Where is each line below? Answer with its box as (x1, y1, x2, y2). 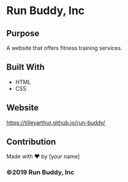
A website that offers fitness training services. (6, 44, 122, 51)
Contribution (6, 137, 56, 147)
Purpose (6, 28, 40, 39)
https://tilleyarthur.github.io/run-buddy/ (6, 119, 105, 126)
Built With (6, 62, 45, 72)
